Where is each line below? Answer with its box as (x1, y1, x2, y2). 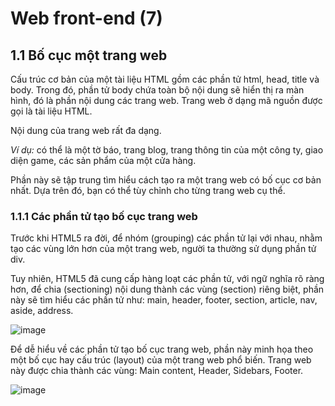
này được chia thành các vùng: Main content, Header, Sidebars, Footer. (10, 365, 304, 377)
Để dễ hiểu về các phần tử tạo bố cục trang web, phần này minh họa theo (10, 343, 314, 356)
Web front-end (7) (10, 7, 163, 30)
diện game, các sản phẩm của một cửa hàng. (10, 155, 197, 166)
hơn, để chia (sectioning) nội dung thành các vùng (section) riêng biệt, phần (10, 283, 325, 296)
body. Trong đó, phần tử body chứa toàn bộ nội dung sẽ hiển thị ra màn (10, 84, 305, 96)
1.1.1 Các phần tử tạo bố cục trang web (10, 209, 198, 223)
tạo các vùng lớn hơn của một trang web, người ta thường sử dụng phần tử (10, 243, 317, 255)
